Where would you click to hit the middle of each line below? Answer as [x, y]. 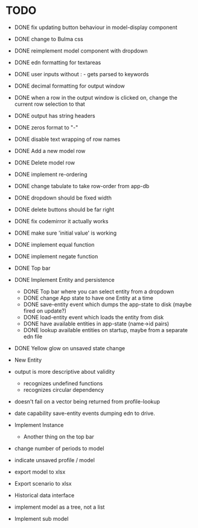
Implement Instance [39, 425]
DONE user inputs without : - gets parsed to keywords [81, 74]
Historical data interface [44, 495]
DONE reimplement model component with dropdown [81, 51]
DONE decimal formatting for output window [69, 86]
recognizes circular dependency [63, 389]
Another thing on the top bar [59, 437]
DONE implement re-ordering [51, 174]
